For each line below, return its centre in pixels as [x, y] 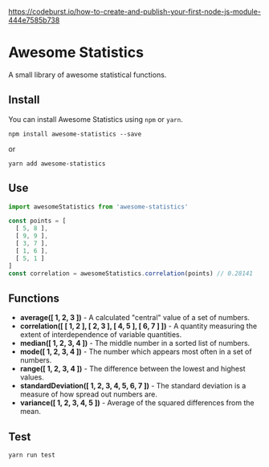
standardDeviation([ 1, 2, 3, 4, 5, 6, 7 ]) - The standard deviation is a [133, 386]
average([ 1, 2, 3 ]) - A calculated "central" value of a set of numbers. [135, 318]
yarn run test [32, 455]
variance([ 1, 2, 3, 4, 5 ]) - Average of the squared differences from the [137, 403]
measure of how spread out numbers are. [89, 394]
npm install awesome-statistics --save [75, 134]
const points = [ [37, 221]
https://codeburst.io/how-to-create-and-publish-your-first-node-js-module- [134, 12]
